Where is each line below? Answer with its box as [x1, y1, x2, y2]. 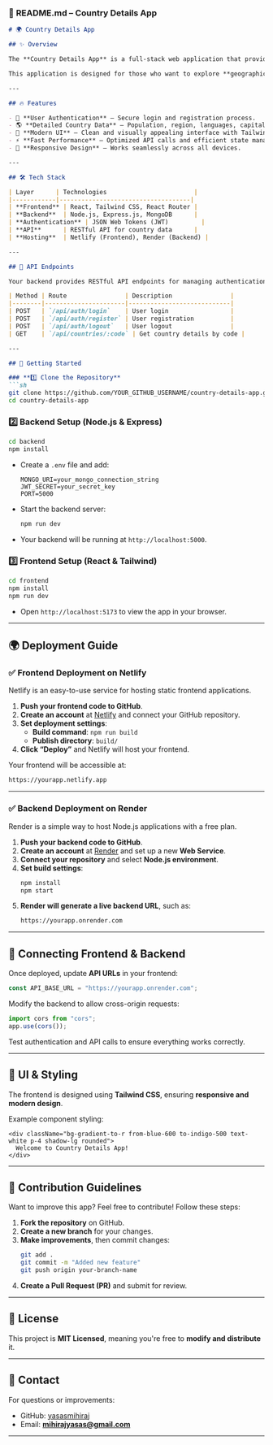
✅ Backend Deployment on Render [8, 803, 148, 814]
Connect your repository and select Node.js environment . [19, 854, 219, 864]
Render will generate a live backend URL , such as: [19, 901, 191, 911]
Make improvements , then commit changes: [19, 1235, 171, 1245]
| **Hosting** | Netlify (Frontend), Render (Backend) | [8, 233, 209, 241]
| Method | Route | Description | [8, 292, 234, 300]
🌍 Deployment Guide [8, 639, 119, 653]
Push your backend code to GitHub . [19, 837, 143, 847]
